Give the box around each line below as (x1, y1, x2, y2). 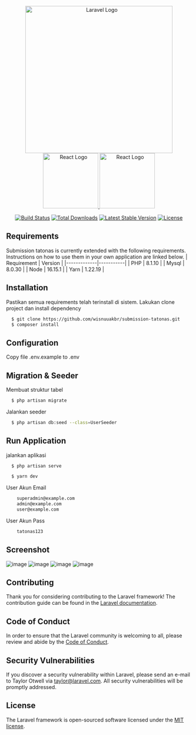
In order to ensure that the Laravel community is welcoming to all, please (6, 632, 182, 639)
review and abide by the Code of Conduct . (6, 638, 109, 645)
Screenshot (6, 545, 50, 555)
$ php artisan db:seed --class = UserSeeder (11, 419, 117, 425)
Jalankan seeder (6, 408, 46, 415)
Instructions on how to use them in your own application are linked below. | (6, 253, 188, 260)
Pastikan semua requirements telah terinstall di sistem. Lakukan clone (6, 298, 175, 306)
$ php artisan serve (11, 463, 62, 469)
